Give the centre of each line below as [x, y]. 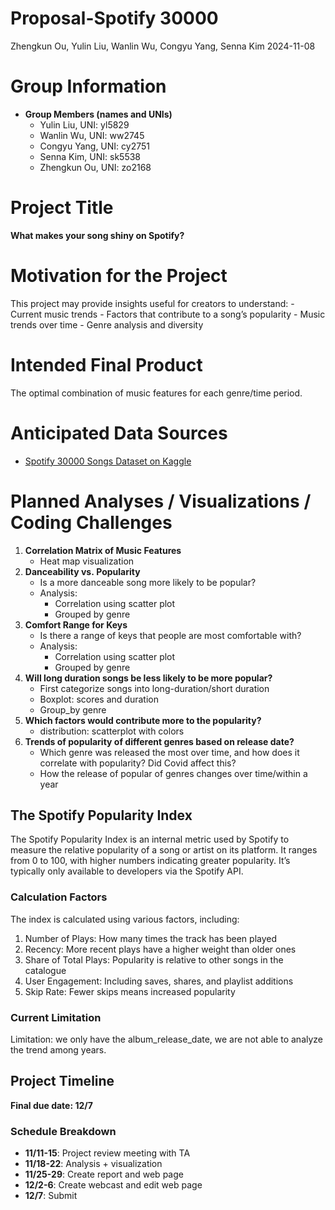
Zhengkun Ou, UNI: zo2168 [95, 167]
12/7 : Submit [51, 1196]
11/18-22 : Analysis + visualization [93, 1164]
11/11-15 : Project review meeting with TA [107, 1153]
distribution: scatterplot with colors [112, 731]
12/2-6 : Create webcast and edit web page [113, 1185]
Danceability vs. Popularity [82, 571]
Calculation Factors [59, 897]
